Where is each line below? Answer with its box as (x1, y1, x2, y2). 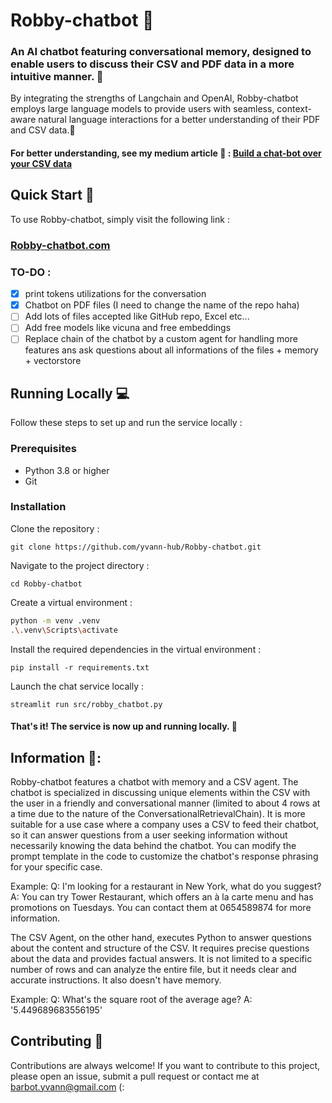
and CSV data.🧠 (10, 124, 76, 136)
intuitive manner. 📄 (10, 70, 104, 84)
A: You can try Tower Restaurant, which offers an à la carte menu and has (10, 890, 314, 903)
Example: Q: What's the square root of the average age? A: (10, 993, 253, 1005)
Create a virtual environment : (10, 596, 133, 608)
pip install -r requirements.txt (10, 662, 150, 673)
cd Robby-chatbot (10, 579, 83, 589)
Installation (10, 500, 67, 514)
